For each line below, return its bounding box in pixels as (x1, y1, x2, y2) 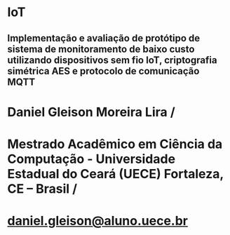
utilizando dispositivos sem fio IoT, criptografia (7, 54, 217, 66)
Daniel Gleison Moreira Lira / (7, 104, 175, 120)
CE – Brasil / (7, 180, 78, 196)
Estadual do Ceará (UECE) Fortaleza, (7, 166, 224, 182)
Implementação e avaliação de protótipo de (7, 32, 201, 44)
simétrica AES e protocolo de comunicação (7, 65, 200, 77)
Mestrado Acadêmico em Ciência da (7, 136, 223, 152)
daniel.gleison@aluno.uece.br (7, 213, 188, 229)
